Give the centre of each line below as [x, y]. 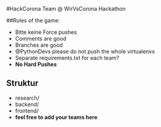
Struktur [22, 83]
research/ [27, 98]
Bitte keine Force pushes [46, 32]
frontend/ [27, 111]
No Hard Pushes [36, 64]
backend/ [27, 104]
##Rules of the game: [33, 20]
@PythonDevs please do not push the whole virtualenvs [85, 51]
